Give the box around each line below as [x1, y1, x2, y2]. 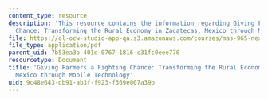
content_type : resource [8, 11, 88, 20]
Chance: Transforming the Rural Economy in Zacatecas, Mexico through [15, 26, 255, 34]
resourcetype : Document [8, 57, 88, 65]
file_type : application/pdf [8, 42, 102, 49]
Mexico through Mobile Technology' [15, 71, 134, 79]
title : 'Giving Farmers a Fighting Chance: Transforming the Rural [8, 64, 238, 72]
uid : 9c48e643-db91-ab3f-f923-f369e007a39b [8, 78, 156, 86]
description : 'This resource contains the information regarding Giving [8, 19, 255, 27]
